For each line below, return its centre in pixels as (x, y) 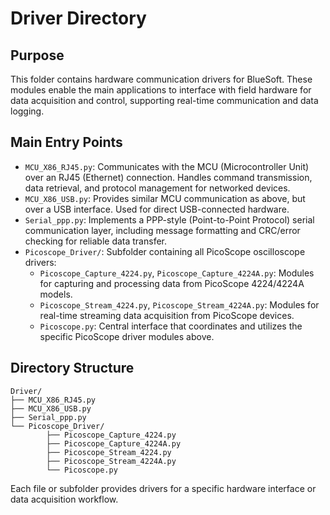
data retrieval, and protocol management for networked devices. (157, 188)
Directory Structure (72, 368)
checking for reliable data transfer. (95, 241)
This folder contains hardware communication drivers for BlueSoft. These (161, 79)
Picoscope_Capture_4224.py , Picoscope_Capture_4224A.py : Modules (177, 273)
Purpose (37, 55)
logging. (27, 111)
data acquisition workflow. (64, 499)
